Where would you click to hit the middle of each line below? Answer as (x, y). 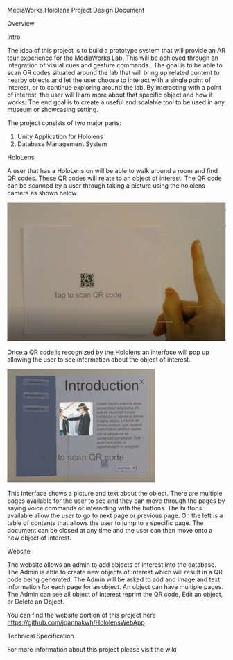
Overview (21, 23)
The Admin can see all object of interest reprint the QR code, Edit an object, (115, 594)
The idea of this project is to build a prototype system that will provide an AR (116, 50)
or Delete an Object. (36, 602)
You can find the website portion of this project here (81, 615)
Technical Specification (41, 636)
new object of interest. (39, 538)
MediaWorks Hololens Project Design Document (76, 10)
